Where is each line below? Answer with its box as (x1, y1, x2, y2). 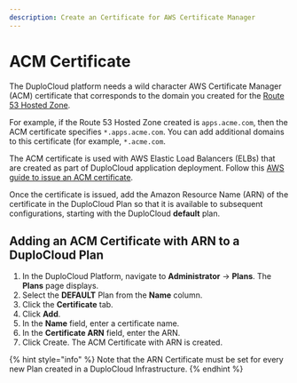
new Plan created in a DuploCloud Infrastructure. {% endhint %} (9, 363, 244, 374)
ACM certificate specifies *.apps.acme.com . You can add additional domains (9, 126, 285, 137)
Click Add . (21, 308, 61, 320)
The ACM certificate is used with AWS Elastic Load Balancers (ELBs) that (9, 153, 276, 164)
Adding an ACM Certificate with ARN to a (9, 233, 240, 249)
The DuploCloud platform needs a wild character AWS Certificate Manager (9, 81, 282, 92)
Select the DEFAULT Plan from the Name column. (21, 290, 203, 300)
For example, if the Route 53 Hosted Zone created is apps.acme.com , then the (9, 116, 288, 127)
